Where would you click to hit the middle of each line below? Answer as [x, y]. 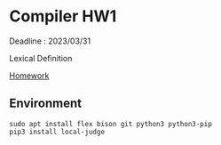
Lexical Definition [41, 58]
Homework [29, 75]
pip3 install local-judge [57, 132]
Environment [46, 104]
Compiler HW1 [63, 16]
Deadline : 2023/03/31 [50, 41]
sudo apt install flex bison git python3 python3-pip [111, 124]
